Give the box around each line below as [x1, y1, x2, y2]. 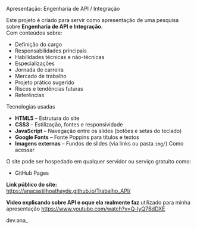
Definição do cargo [14, 41, 62, 48]
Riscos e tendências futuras [14, 85, 83, 92]
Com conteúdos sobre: [6, 29, 62, 36]
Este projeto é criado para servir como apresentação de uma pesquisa [6, 17, 179, 23]
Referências [14, 92, 45, 98]
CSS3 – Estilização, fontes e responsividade [14, 121, 123, 128]
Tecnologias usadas [6, 103, 55, 110]
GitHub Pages [14, 169, 49, 177]
